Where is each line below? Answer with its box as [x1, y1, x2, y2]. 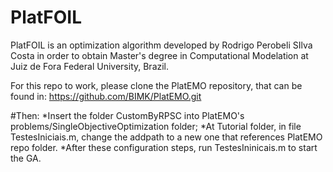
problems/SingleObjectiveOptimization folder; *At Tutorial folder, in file [10, 120, 302, 132]
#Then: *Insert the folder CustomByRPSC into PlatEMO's [10, 109, 245, 121]
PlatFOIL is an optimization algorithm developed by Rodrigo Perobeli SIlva [10, 39, 313, 51]
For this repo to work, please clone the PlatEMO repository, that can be [10, 79, 303, 91]
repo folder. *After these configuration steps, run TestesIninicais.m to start [10, 141, 318, 153]
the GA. [10, 152, 42, 164]
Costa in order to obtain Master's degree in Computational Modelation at [10, 49, 309, 61]
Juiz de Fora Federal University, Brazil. [10, 60, 170, 72]
